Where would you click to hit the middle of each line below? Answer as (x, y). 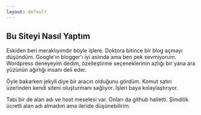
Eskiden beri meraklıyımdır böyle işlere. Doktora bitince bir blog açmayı (94, 51)
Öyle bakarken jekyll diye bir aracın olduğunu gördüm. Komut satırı (89, 81)
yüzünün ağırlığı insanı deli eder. (46, 70)
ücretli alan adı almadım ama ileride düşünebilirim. (69, 106)
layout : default (27, 12)
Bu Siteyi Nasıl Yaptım (48, 36)
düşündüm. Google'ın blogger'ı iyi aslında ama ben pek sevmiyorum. (91, 57)
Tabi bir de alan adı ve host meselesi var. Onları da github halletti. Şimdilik (97, 99)
